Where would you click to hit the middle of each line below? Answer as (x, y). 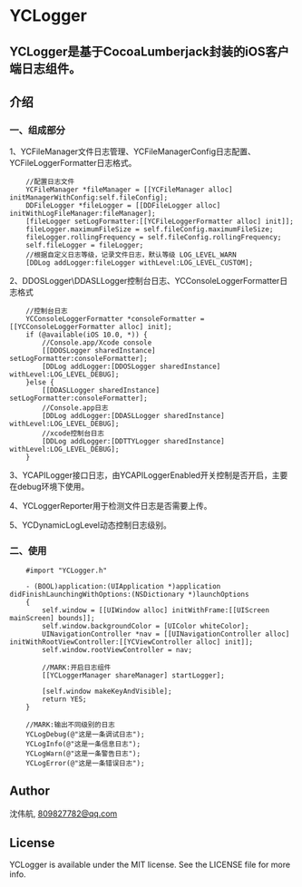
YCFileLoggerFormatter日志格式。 (73, 163)
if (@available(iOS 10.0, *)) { (87, 335)
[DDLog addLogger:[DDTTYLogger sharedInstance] (133, 442)
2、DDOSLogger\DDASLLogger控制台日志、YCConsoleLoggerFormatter (145, 281)
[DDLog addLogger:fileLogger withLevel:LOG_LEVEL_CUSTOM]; (140, 263)
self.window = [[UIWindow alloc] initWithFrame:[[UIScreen (156, 610)
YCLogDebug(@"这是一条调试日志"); (85, 734)
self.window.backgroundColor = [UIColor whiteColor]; (146, 626)
